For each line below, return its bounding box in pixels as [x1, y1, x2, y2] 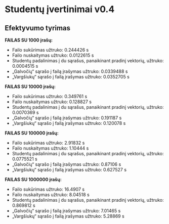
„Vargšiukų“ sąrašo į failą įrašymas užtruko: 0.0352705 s [12, 74, 130, 79]
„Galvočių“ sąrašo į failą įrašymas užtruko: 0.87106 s [12, 161, 121, 167]
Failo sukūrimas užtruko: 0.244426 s [12, 47, 89, 53]
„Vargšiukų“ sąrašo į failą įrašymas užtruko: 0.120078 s [12, 120, 126, 126]
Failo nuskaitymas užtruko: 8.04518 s [12, 192, 90, 198]
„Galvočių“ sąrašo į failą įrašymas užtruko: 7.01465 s [12, 208, 121, 213]
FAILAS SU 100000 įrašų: [5, 130, 59, 136]
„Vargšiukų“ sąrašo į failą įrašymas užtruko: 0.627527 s [12, 167, 127, 172]
